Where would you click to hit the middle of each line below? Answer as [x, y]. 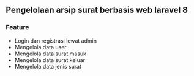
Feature [17, 27]
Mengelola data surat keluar [50, 60]
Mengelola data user [40, 47]
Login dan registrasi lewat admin [56, 40]
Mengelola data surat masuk [50, 54]
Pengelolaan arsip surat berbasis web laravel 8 [97, 10]
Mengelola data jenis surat [48, 66]
